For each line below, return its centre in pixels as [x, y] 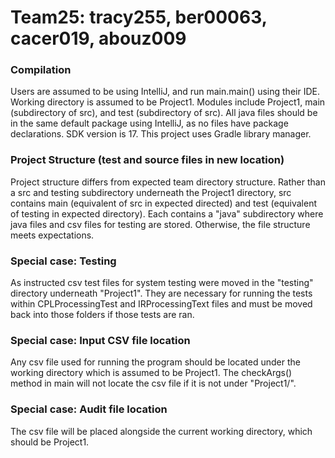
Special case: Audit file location [89, 409]
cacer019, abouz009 [98, 38]
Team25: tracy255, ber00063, [139, 17]
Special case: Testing [63, 261]
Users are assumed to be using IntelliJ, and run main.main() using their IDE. [165, 92]
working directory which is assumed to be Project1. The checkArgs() [151, 373]
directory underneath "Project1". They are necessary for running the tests [161, 293]
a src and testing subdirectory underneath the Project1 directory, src [151, 192]
